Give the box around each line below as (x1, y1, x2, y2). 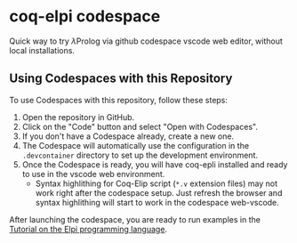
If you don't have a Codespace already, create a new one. (21, 131, 234, 142)
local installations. (9, 45, 76, 55)
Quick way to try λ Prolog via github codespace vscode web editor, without (9, 36, 283, 46)
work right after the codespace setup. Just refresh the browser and (35, 187, 283, 198)
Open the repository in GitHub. (21, 111, 135, 122)
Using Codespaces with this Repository (9, 71, 233, 86)
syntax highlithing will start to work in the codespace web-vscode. (35, 197, 280, 207)
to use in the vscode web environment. (21, 168, 165, 179)
